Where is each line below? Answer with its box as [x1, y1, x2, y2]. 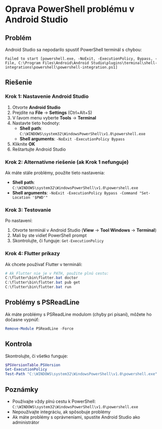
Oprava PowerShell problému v [5, 3, 134, 15]
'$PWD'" [32, 195, 48, 200]
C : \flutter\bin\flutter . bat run [5, 285, 71, 290]
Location [12, 195, 31, 200]
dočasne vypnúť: [5, 316, 39, 322]
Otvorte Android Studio [12, 104, 61, 110]
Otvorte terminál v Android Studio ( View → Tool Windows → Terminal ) [12, 227, 157, 233]
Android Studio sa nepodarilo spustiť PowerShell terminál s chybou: [5, 47, 142, 52]
